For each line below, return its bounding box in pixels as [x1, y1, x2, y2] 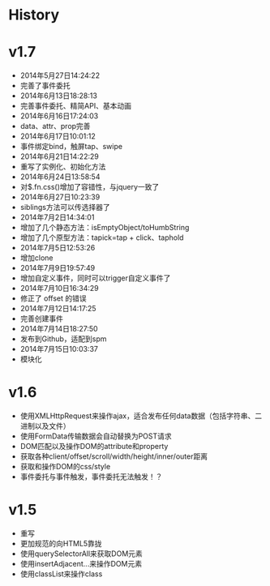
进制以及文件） [19, 421, 71, 431]
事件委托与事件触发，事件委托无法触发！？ [19, 472, 163, 481]
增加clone [19, 253, 54, 263]
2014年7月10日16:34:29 [19, 284, 99, 293]
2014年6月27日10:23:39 [19, 192, 101, 202]
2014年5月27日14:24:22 [19, 71, 100, 80]
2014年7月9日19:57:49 [19, 263, 96, 273]
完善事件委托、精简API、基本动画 [19, 101, 132, 111]
